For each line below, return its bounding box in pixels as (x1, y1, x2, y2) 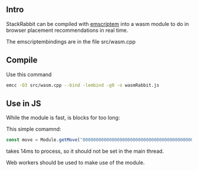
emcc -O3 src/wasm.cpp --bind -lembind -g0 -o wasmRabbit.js (6, 82, 160, 88)
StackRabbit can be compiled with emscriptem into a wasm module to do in (6, 20, 189, 27)
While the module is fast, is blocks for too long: (6, 114, 120, 121)
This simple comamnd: (6, 126, 61, 133)
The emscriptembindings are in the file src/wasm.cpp (6, 38, 136, 45)
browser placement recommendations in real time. (6, 27, 128, 34)
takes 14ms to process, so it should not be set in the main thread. (6, 147, 164, 155)
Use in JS (6, 98, 41, 108)
